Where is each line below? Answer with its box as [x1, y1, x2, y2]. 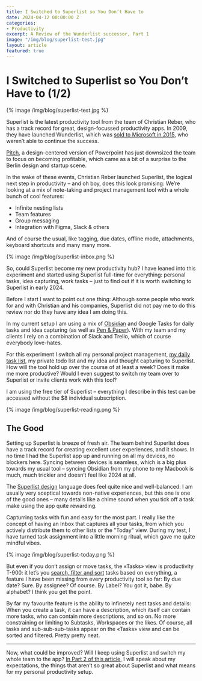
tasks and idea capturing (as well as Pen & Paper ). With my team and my [6, 326, 186, 334]
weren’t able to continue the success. [6, 137, 99, 144]
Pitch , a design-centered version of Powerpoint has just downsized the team [6, 148, 196, 156]
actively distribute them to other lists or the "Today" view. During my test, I [6, 527, 191, 534]
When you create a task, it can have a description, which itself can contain [6, 606, 191, 613]
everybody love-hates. [6, 339, 63, 346]
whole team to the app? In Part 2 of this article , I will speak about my [6, 655, 176, 662]
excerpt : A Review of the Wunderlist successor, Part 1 [6, 31, 149, 37]
